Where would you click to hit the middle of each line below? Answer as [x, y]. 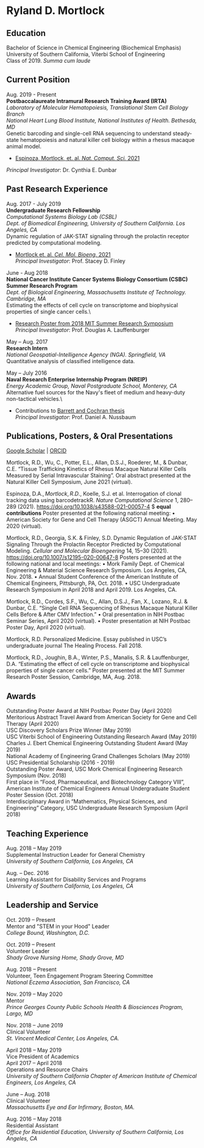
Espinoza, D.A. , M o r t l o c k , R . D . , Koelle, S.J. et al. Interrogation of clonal [94, 494]
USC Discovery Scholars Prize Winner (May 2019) [69, 730]
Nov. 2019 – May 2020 [34, 994]
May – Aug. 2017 [27, 341]
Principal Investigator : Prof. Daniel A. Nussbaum [76, 417]
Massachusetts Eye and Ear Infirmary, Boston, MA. [71, 1107]
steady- [182, 133]
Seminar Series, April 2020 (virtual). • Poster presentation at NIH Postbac [98, 621]
